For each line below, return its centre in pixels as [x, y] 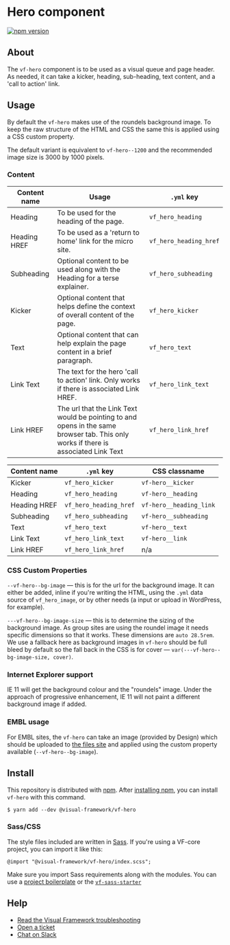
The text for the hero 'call [98, 372]
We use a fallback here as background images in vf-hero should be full [107, 642]
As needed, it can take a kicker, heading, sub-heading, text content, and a [111, 76]
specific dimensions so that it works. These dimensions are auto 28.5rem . [111, 635]
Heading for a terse [88, 277]
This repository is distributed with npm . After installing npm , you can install [112, 790]
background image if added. [47, 704]
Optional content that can [98, 334]
